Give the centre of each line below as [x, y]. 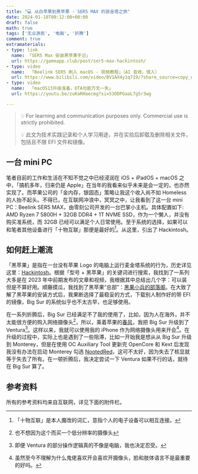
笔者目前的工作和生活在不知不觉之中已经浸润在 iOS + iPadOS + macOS [92, 177]
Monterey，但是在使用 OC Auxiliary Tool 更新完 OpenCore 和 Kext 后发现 [101, 344]
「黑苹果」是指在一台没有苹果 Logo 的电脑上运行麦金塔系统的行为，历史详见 [99, 265]
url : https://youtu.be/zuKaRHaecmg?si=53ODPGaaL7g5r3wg [81, 94]
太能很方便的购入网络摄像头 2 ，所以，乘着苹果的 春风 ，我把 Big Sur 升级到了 [98, 322]
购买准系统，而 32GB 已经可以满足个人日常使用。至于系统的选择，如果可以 [97, 222]
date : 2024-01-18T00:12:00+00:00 [47, 17]
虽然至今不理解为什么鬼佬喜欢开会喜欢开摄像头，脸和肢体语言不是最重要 [102, 458]
